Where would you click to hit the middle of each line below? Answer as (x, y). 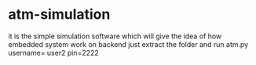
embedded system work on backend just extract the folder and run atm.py (128, 44)
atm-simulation (59, 14)
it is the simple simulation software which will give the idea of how (115, 36)
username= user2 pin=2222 (54, 52)
